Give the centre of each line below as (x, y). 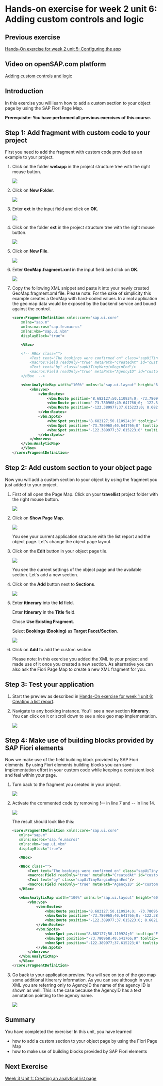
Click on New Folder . (33, 190)
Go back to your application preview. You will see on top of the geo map (84, 975)
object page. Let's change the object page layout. (62, 541)
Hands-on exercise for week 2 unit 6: (81, 9)
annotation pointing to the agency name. (52, 995)
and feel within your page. (31, 775)
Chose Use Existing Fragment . (43, 622)
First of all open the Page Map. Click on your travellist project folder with (85, 494)
